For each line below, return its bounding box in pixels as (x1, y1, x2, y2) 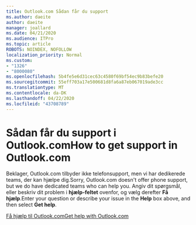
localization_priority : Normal (6, 52, 82, 58)
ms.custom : (6, 57, 33, 63)
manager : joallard (6, 25, 51, 31)
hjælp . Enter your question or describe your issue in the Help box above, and (6, 195, 191, 202)
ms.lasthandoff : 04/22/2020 (6, 95, 75, 101)
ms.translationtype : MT (6, 85, 64, 91)
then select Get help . (6, 201, 57, 208)
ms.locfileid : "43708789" (6, 101, 69, 107)
